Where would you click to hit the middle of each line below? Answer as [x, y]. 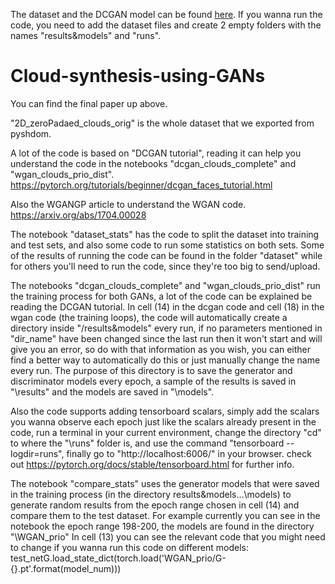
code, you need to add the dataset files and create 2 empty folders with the [166, 25]
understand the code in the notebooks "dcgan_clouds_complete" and [153, 163]
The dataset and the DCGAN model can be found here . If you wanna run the [166, 14]
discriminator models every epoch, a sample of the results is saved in [153, 381]
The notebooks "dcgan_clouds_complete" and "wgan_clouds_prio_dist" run [165, 285]
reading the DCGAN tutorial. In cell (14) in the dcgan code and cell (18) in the [167, 306]
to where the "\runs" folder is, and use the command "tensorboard [147, 443]
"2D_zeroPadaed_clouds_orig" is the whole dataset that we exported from [162, 123]
